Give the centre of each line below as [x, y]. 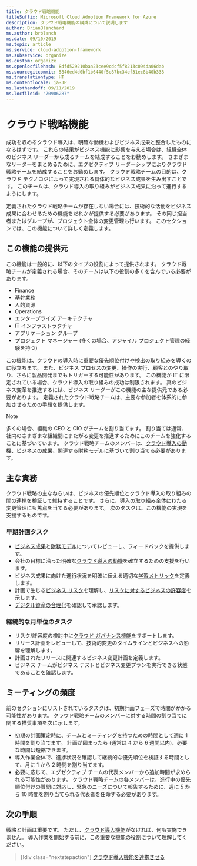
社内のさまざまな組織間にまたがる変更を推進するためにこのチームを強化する [99, 436]
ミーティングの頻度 [41, 693]
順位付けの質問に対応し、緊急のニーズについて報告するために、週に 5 [99, 787]
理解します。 [40, 650]
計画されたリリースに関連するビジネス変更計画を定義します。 [89, 658]
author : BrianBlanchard [35, 28]
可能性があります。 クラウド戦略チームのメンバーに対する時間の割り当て [94, 715]
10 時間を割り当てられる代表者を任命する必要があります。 [91, 794]
